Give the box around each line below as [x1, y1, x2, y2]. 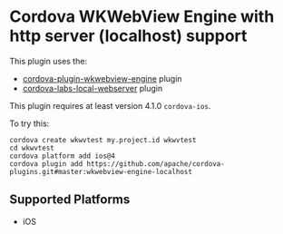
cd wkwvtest [9, 143, 54, 152]
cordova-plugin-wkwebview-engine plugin [22, 73, 183, 83]
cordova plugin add [9, 159, 83, 169]
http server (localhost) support [9, 25, 248, 46]
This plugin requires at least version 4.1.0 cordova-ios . [9, 100, 211, 111]
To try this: [9, 118, 50, 129]
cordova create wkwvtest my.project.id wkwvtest [9, 135, 197, 144]
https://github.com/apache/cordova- [86, 159, 225, 169]
